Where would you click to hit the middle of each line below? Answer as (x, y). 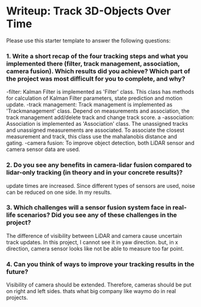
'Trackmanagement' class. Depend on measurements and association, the (98, 111)
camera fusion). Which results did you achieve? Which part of (98, 71)
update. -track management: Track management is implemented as (89, 105)
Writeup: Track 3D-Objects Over (88, 11)
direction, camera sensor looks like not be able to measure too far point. (95, 249)
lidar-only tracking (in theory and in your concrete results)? (94, 173)
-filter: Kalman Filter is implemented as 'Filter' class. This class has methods (100, 92)
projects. (17, 298)
